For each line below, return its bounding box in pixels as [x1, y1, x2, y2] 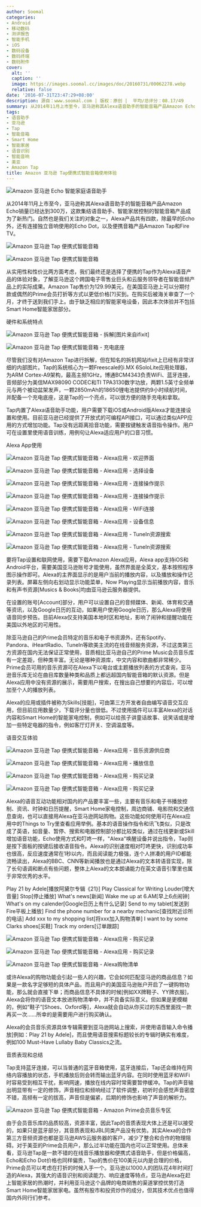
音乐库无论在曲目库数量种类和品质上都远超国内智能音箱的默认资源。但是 [11, 671, 190, 678]
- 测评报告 [6, 31, 30, 37]
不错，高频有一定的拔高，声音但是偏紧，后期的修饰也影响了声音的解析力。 [6, 1094, 190, 1101]
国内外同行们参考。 [6, 1194, 54, 1201]
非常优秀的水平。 [11, 872, 54, 880]
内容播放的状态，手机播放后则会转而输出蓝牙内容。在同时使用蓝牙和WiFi [11, 1072, 190, 1078]
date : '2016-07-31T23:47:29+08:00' [6, 92, 95, 98]
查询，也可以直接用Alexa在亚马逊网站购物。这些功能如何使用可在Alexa [11, 813, 185, 820]
